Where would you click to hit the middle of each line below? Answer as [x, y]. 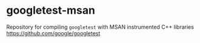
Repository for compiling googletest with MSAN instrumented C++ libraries [100, 27]
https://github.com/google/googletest [53, 33]
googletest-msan [51, 10]
